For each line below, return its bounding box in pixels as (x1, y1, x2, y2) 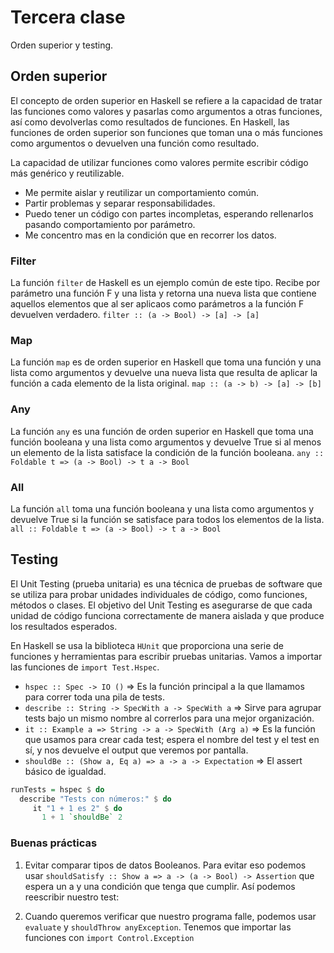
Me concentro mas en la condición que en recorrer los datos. (24, 229, 277, 241)
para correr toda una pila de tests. (24, 691, 165, 703)
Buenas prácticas (10, 836, 98, 850)
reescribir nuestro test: (24, 891, 120, 903)
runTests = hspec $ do (10, 784, 105, 795)
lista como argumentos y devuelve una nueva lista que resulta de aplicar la (10, 367, 318, 379)
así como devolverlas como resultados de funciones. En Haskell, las (10, 116, 290, 128)
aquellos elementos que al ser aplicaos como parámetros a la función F (10, 298, 305, 310)
